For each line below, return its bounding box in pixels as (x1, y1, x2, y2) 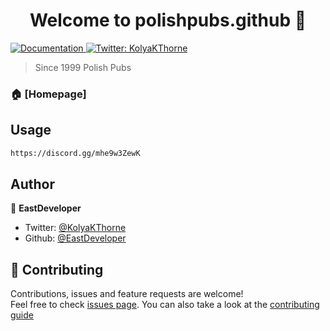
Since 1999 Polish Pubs (34, 61, 132, 73)
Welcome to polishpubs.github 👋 (29, 9, 307, 32)
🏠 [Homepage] (10, 87, 87, 101)
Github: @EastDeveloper (24, 232, 127, 244)
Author (10, 175, 55, 193)
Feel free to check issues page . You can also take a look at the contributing (10, 299, 320, 311)
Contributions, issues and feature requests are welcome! (10, 288, 244, 300)
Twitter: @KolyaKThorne (24, 222, 127, 234)
